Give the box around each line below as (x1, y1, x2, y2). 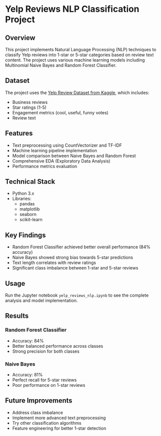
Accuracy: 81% (12, 372, 43, 378)
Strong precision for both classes (12, 348, 80, 354)
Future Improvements (5, 397, 73, 405)
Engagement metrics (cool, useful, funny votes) (12, 109, 109, 115)
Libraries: (12, 196, 32, 201)
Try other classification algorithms (12, 420, 82, 426)
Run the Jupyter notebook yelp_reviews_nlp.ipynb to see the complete (5, 292, 149, 299)
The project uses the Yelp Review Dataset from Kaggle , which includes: (5, 90, 150, 96)
